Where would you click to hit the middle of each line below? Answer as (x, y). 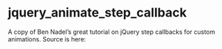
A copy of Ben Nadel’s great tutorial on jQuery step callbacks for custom (111, 32)
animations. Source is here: (47, 39)
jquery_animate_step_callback (97, 13)
